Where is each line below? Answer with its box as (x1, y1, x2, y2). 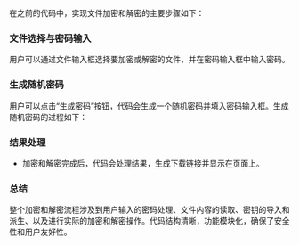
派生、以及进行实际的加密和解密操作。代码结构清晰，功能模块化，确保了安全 (9, 216, 290, 226)
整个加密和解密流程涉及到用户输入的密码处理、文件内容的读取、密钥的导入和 (9, 204, 290, 216)
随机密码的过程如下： (9, 111, 87, 122)
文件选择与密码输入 (9, 32, 92, 45)
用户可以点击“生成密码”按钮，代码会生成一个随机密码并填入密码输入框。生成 (9, 101, 289, 111)
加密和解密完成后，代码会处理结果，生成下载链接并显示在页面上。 (21, 158, 264, 168)
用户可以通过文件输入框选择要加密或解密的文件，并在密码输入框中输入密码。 (9, 54, 290, 65)
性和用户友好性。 (9, 226, 72, 238)
